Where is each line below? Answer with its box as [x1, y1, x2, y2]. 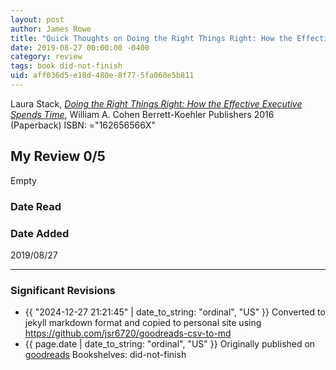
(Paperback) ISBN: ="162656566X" [10, 119, 156, 131]
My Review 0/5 [10, 148, 106, 165]
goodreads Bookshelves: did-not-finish [24, 349, 187, 361]
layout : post [10, 14, 65, 25]
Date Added [10, 226, 70, 240]
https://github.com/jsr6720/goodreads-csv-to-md [24, 327, 232, 340]
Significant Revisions [10, 283, 116, 297]
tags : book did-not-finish [10, 61, 123, 71]
